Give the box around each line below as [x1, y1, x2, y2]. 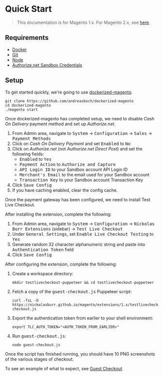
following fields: [12, 151, 44, 157]
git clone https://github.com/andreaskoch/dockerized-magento [5, 98, 134, 103]
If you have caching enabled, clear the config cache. [12, 187, 118, 193]
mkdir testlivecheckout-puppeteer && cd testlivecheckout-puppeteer [12, 280, 154, 285]
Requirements [5, 34, 49, 42]
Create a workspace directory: [12, 270, 73, 276]
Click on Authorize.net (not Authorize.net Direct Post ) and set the [12, 146, 143, 151]
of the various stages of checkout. [5, 356, 74, 362]
